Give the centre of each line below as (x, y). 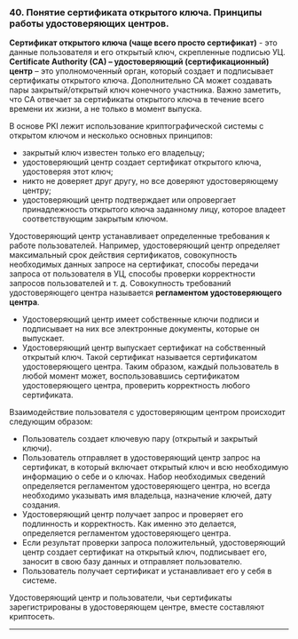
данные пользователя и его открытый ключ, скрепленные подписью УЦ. (147, 52)
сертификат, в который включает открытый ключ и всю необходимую (155, 467)
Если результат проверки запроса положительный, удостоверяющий (153, 543)
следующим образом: (51, 422)
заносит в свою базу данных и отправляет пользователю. (132, 562)
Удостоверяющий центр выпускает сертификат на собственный (144, 347)
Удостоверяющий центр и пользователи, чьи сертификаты (121, 598)
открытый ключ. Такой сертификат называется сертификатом (140, 357)
